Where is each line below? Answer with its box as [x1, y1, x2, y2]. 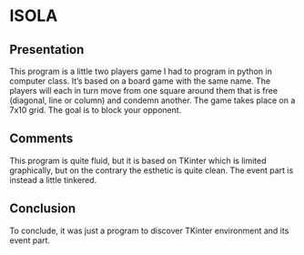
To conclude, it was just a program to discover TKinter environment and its [9, 225, 289, 236]
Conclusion [9, 201, 76, 217]
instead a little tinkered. [9, 174, 97, 185]
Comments [9, 131, 74, 147]
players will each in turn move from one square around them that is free [9, 86, 279, 96]
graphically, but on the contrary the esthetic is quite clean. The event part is [9, 165, 294, 176]
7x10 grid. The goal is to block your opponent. [9, 105, 182, 115]
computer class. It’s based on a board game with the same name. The [9, 76, 271, 87]
